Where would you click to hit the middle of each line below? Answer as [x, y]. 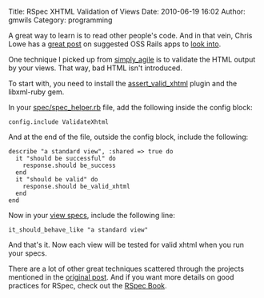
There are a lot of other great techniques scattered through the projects [126, 268]
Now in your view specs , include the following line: [92, 215]
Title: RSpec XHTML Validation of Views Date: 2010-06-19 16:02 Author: [127, 12]
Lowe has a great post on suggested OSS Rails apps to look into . [115, 44]
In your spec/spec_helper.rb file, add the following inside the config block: [131, 107]
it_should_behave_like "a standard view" [78, 230]
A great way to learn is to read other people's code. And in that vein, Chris [130, 36]
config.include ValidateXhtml [59, 122]
